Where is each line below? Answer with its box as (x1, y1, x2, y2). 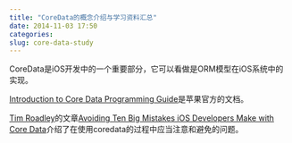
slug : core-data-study (9, 38, 94, 47)
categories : (9, 29, 54, 38)
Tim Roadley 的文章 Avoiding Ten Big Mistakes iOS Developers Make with (9, 113, 275, 123)
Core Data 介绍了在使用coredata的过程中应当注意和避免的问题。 (9, 124, 244, 135)
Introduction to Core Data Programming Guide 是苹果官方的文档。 (9, 94, 249, 105)
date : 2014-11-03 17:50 (9, 21, 98, 30)
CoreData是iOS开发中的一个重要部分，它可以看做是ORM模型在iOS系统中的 (9, 63, 284, 74)
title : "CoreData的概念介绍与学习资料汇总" (9, 13, 158, 22)
